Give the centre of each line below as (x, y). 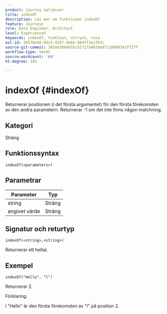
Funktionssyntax (32, 153)
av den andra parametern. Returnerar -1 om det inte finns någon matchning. (84, 110)
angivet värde (24, 211)
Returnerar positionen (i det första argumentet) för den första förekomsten (82, 104)
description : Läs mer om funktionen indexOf (53, 19)
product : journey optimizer (35, 10)
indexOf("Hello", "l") (29, 277)
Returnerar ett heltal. (27, 250)
